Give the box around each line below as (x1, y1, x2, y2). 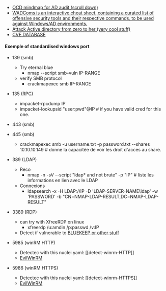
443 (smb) (12, 121, 35, 127)
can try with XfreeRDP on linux (19, 219, 85, 225)
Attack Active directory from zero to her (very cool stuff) (12, 26, 131, 32)
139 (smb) (12, 55, 34, 61)
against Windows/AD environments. (12, 20, 88, 27)
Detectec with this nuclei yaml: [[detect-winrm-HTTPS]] (19, 275, 137, 281)
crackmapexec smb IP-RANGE (27, 81, 91, 87)
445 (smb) (12, 131, 35, 138)
